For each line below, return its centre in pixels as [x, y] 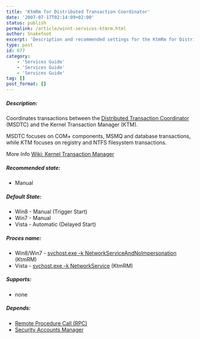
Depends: [18, 308]
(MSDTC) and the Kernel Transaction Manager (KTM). [72, 124]
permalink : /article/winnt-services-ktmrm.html [66, 28]
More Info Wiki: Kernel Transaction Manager [60, 154]
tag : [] [16, 78]
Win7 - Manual [33, 218]
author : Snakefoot [29, 34]
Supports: [19, 279]
